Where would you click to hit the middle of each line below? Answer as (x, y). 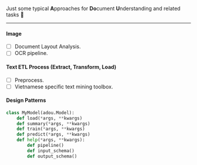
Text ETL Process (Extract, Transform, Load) (61, 67)
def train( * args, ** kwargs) (51, 129)
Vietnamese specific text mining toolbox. (64, 87)
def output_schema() (52, 156)
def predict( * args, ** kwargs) (54, 135)
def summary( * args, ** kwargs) (54, 123)
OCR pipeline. (31, 53)
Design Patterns (26, 100)
